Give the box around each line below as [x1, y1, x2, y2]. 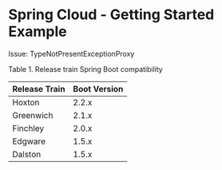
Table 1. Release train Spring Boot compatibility [8, 64, 164, 73]
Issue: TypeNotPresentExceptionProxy [8, 49, 135, 58]
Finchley [12, 122, 45, 133]
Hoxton [12, 97, 40, 108]
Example [8, 22, 67, 41]
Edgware [12, 136, 46, 147]
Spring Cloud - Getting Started [8, 6, 215, 24]
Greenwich [12, 109, 54, 121]
